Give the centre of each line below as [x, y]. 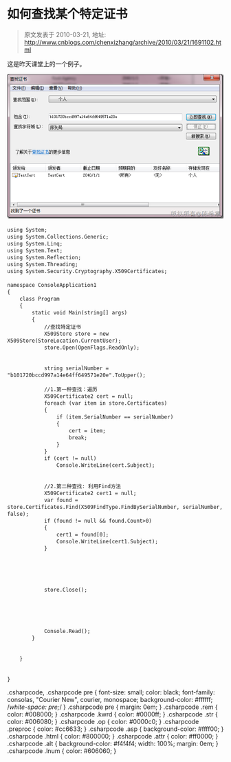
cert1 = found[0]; [82, 535]
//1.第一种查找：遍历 [70, 390]
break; [78, 438]
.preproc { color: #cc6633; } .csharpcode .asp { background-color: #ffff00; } [115, 729]
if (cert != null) [70, 459]
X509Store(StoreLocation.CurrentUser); [64, 341]
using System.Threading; [43, 265]
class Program [40, 299]
